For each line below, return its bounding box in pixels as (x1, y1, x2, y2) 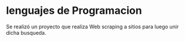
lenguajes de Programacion (6, 4, 142, 17)
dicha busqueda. (6, 29, 47, 36)
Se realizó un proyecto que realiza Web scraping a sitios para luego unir (6, 23, 179, 30)
